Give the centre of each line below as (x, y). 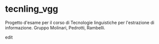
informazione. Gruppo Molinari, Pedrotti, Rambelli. (55, 27)
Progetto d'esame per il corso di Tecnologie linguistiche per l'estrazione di (80, 22)
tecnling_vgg (32, 9)
